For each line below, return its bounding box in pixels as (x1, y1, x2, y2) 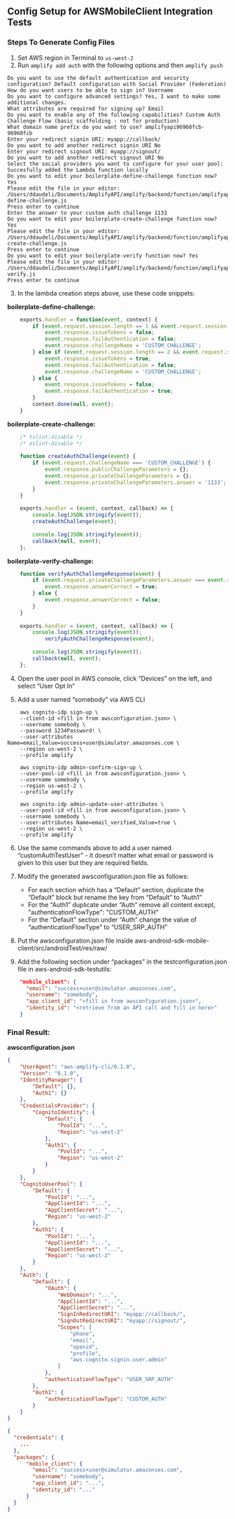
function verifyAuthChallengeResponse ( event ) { (20, 570, 161, 577)
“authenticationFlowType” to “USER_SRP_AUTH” (27, 922, 168, 931)
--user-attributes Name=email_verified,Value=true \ (20, 819, 177, 826)
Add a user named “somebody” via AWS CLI (17, 695, 145, 703)
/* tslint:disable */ (20, 433, 83, 441)
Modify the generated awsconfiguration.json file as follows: (17, 872, 189, 880)
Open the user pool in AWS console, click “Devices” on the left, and (17, 674, 212, 682)
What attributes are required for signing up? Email (7, 105, 164, 112)
